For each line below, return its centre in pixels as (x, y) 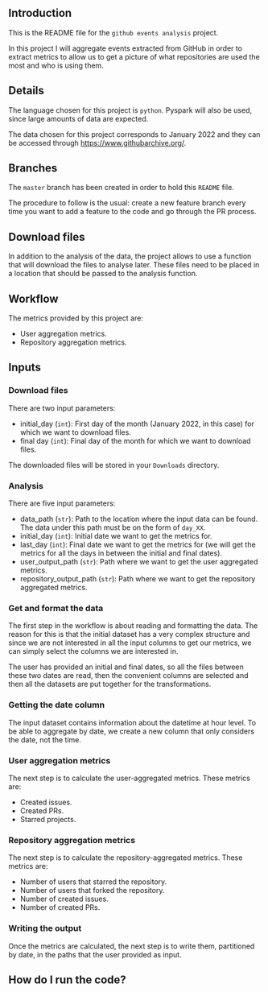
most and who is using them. (56, 65)
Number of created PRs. (60, 907)
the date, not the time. (45, 739)
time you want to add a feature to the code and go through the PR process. (132, 212)
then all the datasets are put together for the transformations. (110, 684)
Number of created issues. (64, 899)
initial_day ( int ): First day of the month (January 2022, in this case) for (137, 424)
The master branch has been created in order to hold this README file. (122, 188)
